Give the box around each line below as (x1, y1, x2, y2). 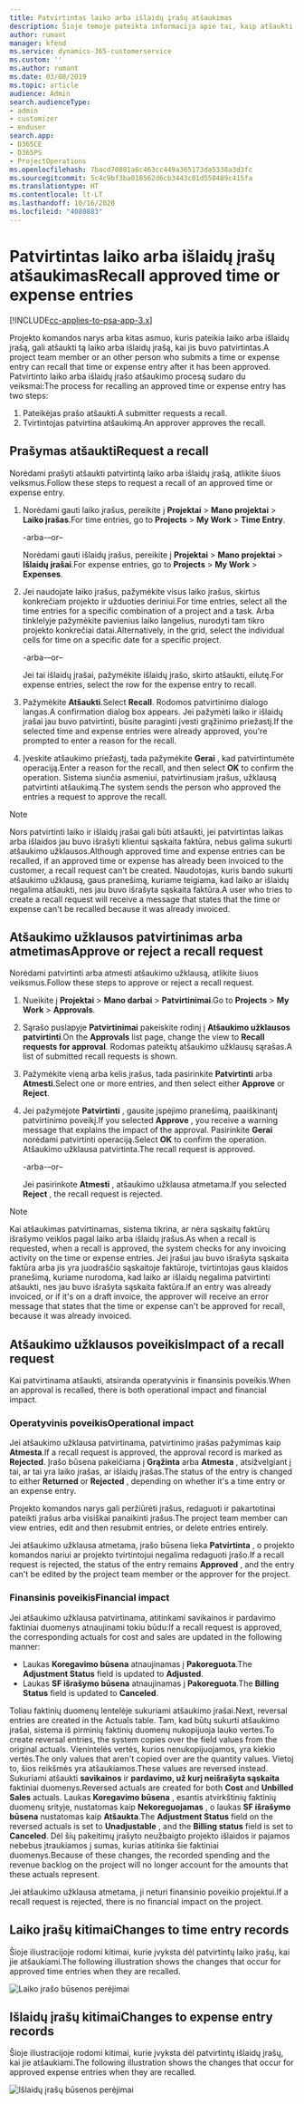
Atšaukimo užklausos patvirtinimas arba (9, 929, 243, 945)
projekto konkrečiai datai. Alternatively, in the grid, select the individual (22, 625, 285, 635)
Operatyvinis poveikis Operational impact (9, 1417, 195, 1430)
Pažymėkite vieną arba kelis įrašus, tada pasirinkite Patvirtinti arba (22, 1069, 273, 1080)
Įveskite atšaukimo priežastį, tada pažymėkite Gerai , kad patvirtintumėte (22, 752, 295, 763)
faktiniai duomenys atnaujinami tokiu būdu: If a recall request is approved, (9, 1622, 282, 1633)
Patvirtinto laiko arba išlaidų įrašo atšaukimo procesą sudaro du (9, 371, 246, 382)
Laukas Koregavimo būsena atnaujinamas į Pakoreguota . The (22, 1658, 252, 1669)
